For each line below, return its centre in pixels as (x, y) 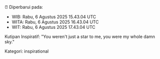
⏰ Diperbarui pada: (24, 7)
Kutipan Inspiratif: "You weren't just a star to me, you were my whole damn (80, 37)
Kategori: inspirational (27, 51)
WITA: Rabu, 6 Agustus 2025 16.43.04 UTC (55, 22)
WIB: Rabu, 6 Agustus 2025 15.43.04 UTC (54, 17)
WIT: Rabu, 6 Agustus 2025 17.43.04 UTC (54, 27)
